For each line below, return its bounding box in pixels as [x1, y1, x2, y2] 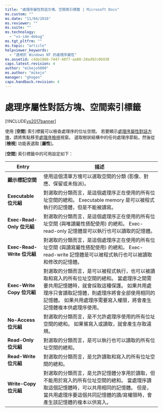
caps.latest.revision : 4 [5, 61, 55, 66]
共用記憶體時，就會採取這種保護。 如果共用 [48, 282, 147, 289]
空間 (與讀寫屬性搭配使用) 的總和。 [48, 244, 128, 251]
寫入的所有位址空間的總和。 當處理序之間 [53, 275, 147, 282]
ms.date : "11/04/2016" [5, 16, 51, 21]
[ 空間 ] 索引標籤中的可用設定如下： [5, 151, 74, 156]
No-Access [7, 316, 35, 323]
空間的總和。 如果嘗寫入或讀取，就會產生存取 [43, 320, 147, 327]
